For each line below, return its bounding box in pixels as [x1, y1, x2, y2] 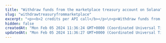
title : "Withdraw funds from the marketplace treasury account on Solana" [5, 7, 163, 12]
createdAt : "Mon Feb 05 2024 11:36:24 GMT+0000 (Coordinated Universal [5, 26, 156, 31]
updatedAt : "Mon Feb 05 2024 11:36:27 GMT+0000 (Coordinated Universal [5, 30, 156, 35]
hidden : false [5, 21, 35, 26]
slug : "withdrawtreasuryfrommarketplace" [5, 12, 92, 17]
